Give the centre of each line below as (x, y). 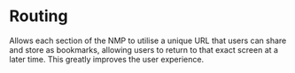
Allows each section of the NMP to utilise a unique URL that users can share (148, 40)
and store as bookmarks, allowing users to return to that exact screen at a (144, 49)
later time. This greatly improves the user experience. (107, 59)
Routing (39, 16)
